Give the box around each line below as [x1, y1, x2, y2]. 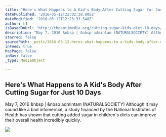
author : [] [5, 21, 28, 26]
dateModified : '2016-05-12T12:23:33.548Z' [5, 16, 94, 21]
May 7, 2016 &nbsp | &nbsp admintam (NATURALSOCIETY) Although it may [5, 101, 158, 107]
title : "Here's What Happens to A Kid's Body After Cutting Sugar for [5, 7, 154, 12]
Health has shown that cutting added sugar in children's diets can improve [5, 112, 157, 118]
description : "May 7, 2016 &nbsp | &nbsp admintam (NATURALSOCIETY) [5, 30, 149, 35]
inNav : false [5, 53, 32, 58]
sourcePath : [5, 40, 30, 45]
